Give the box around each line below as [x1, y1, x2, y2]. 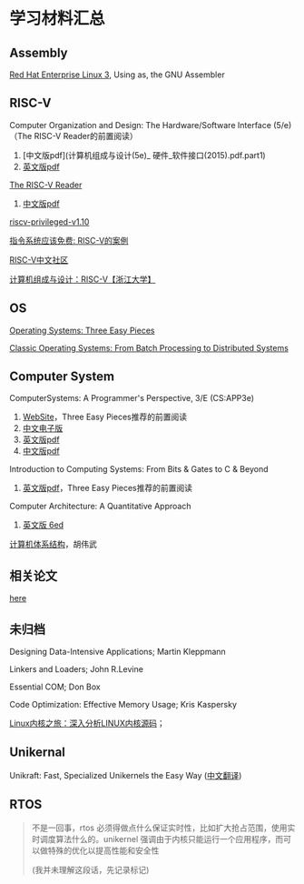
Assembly [9, 45, 68, 60]
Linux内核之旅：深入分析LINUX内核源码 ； [9, 718, 165, 728]
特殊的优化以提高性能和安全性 [47, 845, 160, 856]
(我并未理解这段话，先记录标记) [31, 864, 150, 875]
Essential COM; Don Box [9, 681, 102, 692]
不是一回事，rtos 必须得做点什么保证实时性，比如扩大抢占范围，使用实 [31, 822, 296, 833]
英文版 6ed [22, 519, 64, 530]
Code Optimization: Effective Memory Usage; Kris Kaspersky [9, 699, 238, 710]
